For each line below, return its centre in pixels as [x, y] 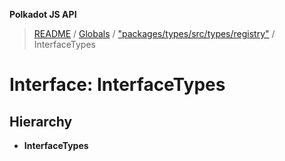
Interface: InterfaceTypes [117, 85]
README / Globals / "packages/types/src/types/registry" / [154, 33]
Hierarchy [41, 121]
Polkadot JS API [43, 14]
